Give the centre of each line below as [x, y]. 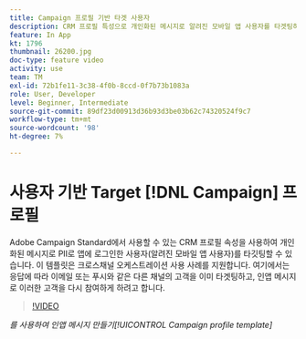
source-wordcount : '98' [55, 128]
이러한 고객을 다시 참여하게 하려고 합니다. [92, 287]
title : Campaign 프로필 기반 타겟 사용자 [80, 18]
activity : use [37, 69]
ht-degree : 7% [37, 137]
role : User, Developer [53, 94]
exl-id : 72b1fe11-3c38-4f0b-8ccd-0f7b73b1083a [100, 86]
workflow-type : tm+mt [51, 119]
